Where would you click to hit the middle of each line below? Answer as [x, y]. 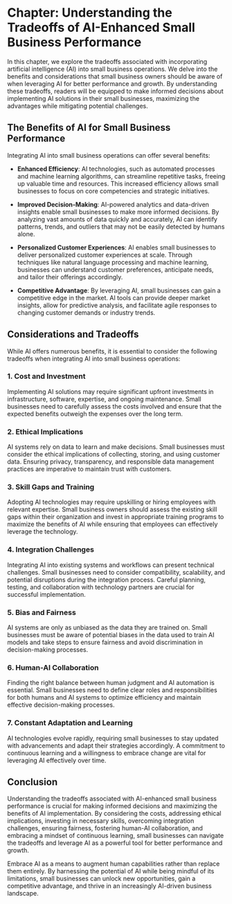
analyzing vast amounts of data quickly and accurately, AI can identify [117, 219]
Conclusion [33, 782]
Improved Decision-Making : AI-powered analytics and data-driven [113, 204]
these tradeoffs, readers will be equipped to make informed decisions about [115, 91]
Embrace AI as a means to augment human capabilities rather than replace [114, 864]
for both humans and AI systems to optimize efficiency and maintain [104, 698]
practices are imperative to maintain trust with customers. [89, 469]
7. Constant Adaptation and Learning [70, 723]
